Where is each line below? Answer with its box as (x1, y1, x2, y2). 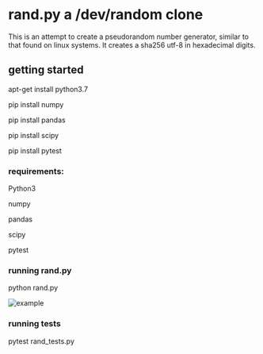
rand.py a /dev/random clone (8, 6, 204, 24)
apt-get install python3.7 (8, 84, 89, 94)
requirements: (8, 165, 65, 176)
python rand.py (8, 283, 59, 293)
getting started (8, 63, 84, 77)
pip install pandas (8, 115, 66, 125)
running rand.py (8, 264, 72, 275)
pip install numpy (8, 99, 64, 109)
